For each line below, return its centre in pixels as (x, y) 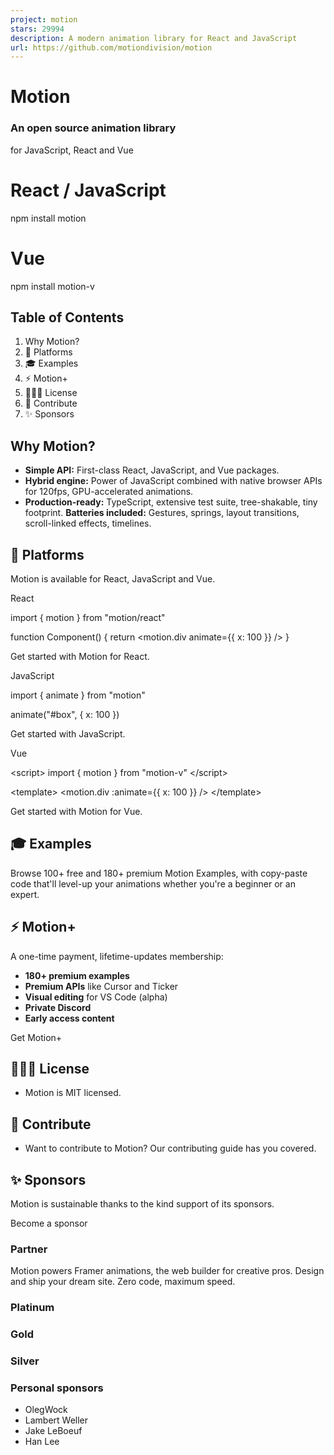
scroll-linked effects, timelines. (88, 523)
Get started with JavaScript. (68, 734)
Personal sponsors (57, 1388)
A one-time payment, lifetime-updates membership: (117, 956)
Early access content (69, 1018)
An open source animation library (93, 128)
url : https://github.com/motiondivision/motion (111, 47)
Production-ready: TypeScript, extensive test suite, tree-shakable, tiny (171, 502)
